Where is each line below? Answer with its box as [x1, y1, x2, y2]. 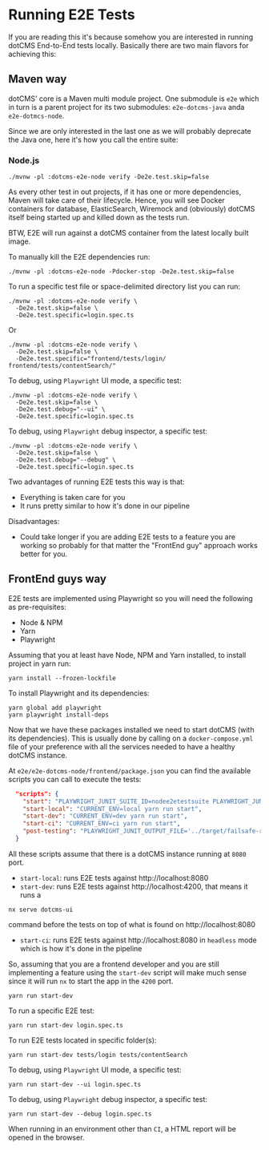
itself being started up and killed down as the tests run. [8, 212, 190, 222]
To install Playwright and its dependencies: [8, 688, 150, 698]
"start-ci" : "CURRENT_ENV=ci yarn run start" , [22, 820, 181, 828]
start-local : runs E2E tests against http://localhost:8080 [19, 873, 209, 882]
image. [8, 236, 31, 246]
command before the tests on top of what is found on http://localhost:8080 [8, 919, 256, 929]
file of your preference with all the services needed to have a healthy [8, 741, 235, 751]
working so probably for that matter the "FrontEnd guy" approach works [19, 541, 258, 551]
